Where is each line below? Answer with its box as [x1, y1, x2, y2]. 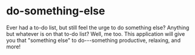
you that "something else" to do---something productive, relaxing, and [6, 36, 181, 44]
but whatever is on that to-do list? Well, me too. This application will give [6, 30, 185, 37]
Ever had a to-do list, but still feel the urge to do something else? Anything [6, 24, 190, 31]
